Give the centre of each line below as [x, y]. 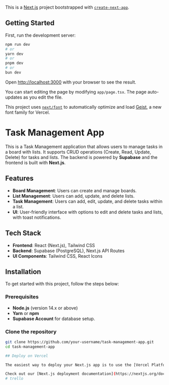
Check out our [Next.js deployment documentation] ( [60, 374]
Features [19, 178]
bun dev [13, 72]
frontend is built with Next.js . [35, 163]
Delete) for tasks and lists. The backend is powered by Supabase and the [81, 157]
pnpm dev [14, 63]
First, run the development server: [40, 35]
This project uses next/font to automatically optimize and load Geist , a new [83, 107]
